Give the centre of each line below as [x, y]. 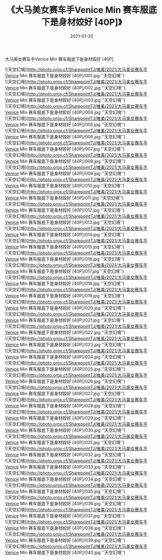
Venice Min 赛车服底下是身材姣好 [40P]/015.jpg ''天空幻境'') [65, 246]
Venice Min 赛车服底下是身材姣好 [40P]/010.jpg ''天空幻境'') [65, 185]
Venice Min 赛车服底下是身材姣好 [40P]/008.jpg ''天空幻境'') [65, 161]
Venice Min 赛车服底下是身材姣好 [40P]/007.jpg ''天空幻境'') [65, 149]
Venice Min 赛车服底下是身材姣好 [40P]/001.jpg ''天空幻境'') [65, 75]
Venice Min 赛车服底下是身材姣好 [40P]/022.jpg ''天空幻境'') [65, 332]
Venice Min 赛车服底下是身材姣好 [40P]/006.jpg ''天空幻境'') [65, 136]
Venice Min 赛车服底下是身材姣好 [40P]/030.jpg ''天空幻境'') [65, 430]
